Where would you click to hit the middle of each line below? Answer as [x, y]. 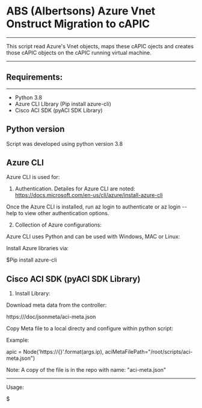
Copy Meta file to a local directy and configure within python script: [90, 328]
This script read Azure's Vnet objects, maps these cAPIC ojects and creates [100, 46]
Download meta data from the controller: [57, 305]
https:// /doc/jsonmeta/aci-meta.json [51, 317]
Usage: [15, 388]
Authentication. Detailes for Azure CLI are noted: [75, 189]
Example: [18, 340]
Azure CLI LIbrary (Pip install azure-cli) [63, 104]
